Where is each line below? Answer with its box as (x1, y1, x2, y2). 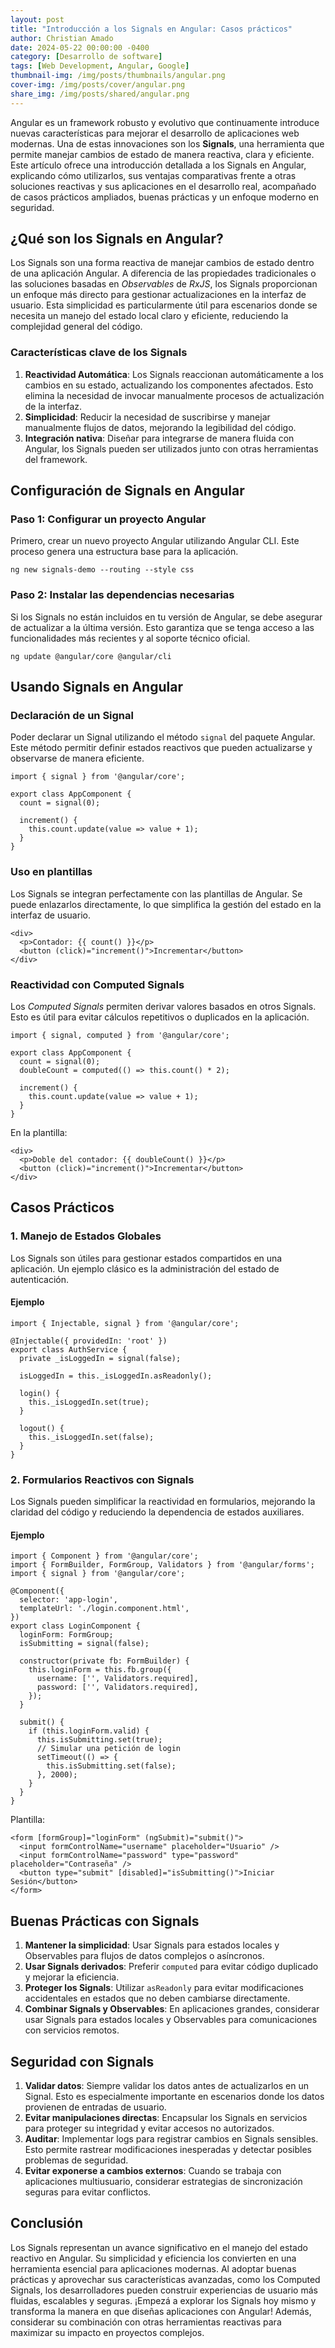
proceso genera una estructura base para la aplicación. (10, 546, 239, 558)
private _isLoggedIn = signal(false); (19, 1353, 182, 1363)
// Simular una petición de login (36, 1744, 182, 1754)
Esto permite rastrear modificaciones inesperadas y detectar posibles (24, 2144, 313, 2156)
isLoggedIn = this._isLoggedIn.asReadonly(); (19, 1371, 213, 1381)
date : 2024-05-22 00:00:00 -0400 (10, 42, 150, 53)
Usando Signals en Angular (10, 679, 183, 696)
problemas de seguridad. (24, 2154, 129, 2166)
